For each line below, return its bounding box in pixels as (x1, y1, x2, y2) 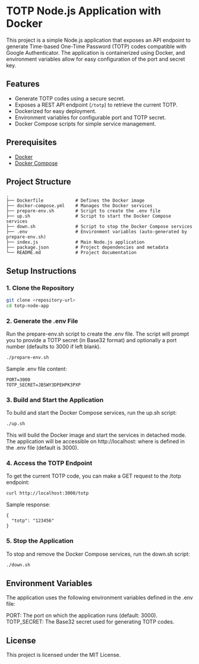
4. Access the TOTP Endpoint (6, 459, 93, 468)
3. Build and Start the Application (6, 396, 104, 404)
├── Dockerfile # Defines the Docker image (6, 198, 145, 203)
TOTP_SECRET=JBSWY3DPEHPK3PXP (6, 382, 81, 388)
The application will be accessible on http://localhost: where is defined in (6, 438, 185, 445)
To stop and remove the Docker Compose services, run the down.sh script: (6, 550, 190, 557)
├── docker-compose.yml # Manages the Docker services (6, 203, 153, 209)
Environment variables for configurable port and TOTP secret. (14, 114, 166, 121)
